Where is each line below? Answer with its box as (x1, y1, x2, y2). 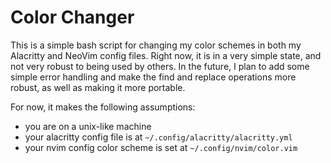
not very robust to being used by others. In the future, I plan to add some (10, 60, 310, 72)
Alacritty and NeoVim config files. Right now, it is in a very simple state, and (10, 49, 322, 61)
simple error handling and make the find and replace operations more (10, 71, 297, 83)
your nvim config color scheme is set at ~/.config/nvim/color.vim (24, 141, 298, 153)
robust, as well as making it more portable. (10, 81, 186, 93)
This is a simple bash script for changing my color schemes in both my (10, 39, 302, 51)
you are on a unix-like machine (24, 120, 152, 132)
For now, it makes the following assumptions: (10, 101, 196, 113)
